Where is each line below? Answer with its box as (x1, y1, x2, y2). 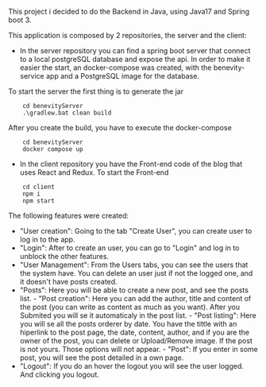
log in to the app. (19, 234, 75, 244)
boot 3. (8, 15, 32, 25)
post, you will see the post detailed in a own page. (19, 353, 184, 362)
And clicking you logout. (19, 370, 99, 379)
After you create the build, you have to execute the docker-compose (8, 123, 232, 132)
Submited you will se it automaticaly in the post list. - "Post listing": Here (19, 311, 256, 320)
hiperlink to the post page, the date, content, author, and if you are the (19, 327, 250, 337)
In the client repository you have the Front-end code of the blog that (19, 159, 243, 168)
